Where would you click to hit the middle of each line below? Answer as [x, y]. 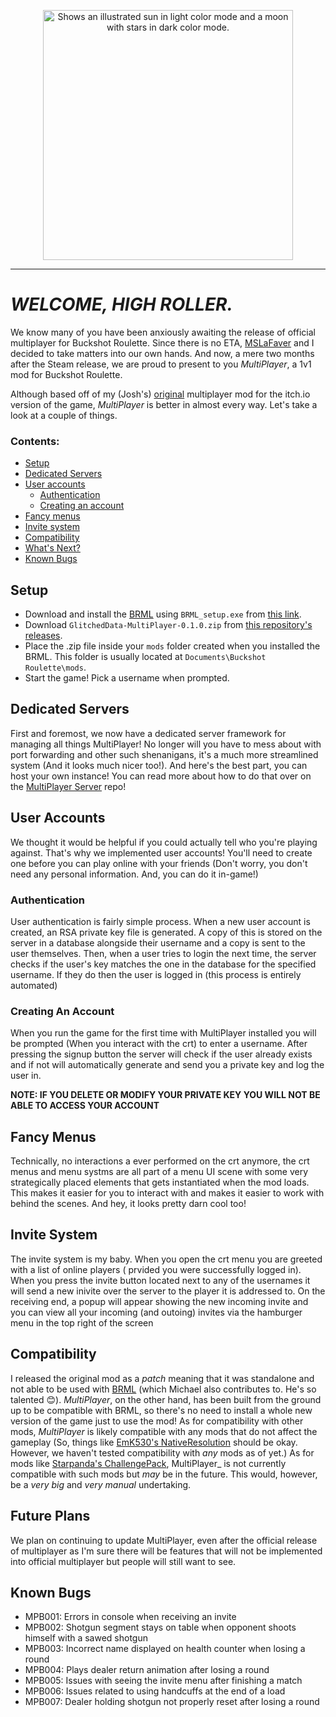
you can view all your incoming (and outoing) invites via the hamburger [156, 1312]
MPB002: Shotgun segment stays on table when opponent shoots [160, 1627]
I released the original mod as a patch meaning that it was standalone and [162, 1378]
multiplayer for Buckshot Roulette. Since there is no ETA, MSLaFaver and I [162, 342]
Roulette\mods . [55, 667]
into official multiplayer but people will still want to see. [123, 1561]
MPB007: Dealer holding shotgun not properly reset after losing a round [172, 1702]
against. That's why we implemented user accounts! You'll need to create [161, 852]
